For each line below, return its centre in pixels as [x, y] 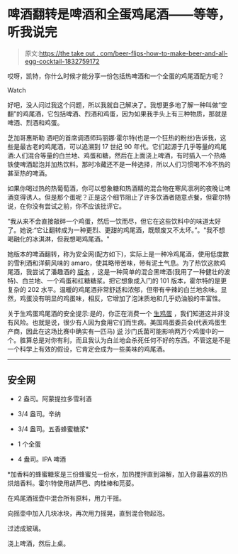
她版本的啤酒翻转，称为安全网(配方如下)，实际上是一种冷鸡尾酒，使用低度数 [118, 254]
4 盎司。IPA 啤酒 [42, 459]
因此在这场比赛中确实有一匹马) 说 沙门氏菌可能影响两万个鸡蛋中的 [122, 331]
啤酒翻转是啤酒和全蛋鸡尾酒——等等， [119, 15]
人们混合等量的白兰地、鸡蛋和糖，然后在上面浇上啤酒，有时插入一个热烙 [121, 155]
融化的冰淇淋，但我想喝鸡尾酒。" [61, 239]
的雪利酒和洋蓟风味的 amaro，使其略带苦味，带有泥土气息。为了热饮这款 [114, 263]
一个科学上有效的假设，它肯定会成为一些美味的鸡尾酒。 [88, 349]
